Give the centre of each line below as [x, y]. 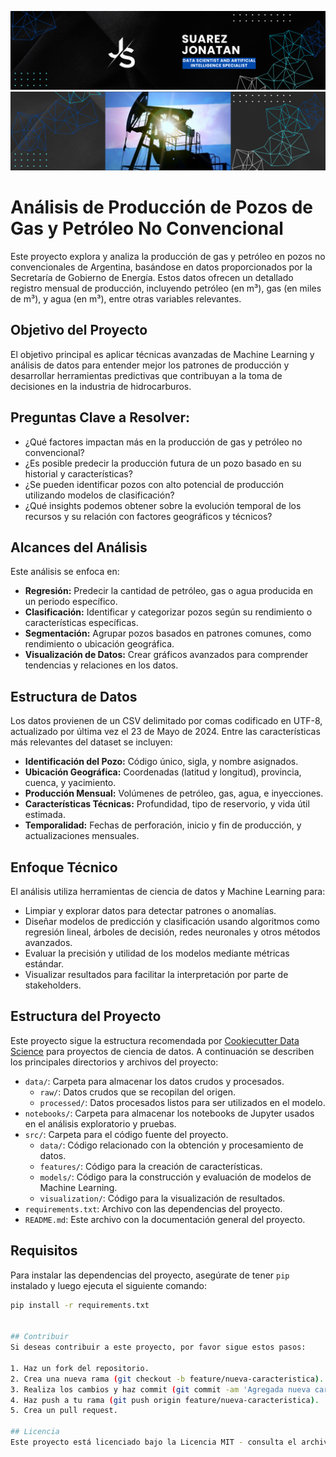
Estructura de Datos [74, 696]
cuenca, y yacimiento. [70, 783]
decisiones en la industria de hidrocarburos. [101, 386]
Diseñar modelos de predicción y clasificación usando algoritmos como [172, 921]
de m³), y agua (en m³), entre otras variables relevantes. [126, 298]
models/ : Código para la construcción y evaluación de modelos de [175, 1177]
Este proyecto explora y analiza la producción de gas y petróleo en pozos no [168, 256]
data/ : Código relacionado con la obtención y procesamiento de [171, 1145]
